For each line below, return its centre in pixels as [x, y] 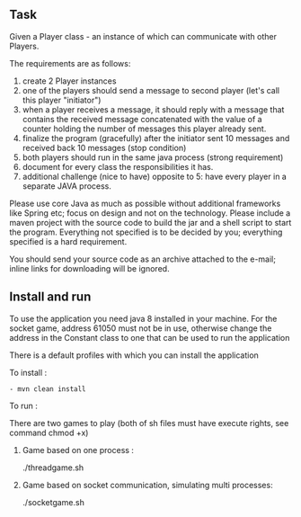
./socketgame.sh [53, 502]
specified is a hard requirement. [68, 241]
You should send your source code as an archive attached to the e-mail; [143, 259]
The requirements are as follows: [70, 63]
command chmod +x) [49, 432]
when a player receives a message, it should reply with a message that [153, 109]
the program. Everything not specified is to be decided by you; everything [146, 232]
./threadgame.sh [53, 468]
